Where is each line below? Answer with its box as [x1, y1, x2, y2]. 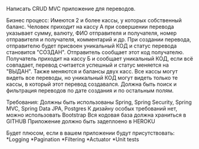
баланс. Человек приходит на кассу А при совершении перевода [6, 23, 174, 30]
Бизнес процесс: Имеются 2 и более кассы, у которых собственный [6, 17, 182, 23]
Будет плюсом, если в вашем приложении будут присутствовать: [6, 129, 175, 136]
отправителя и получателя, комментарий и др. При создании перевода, [6, 36, 192, 43]
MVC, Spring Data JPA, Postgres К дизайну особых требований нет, [6, 105, 178, 112]
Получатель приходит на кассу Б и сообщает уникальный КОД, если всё [6, 55, 194, 62]
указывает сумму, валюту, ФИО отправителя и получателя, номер [6, 29, 177, 37]
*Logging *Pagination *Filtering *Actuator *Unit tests [6, 136, 140, 143]
